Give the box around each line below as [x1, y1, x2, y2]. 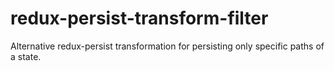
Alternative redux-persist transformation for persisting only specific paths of [10, 40, 325, 52]
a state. [10, 50, 42, 62]
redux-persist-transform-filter [10, 7, 269, 30]
